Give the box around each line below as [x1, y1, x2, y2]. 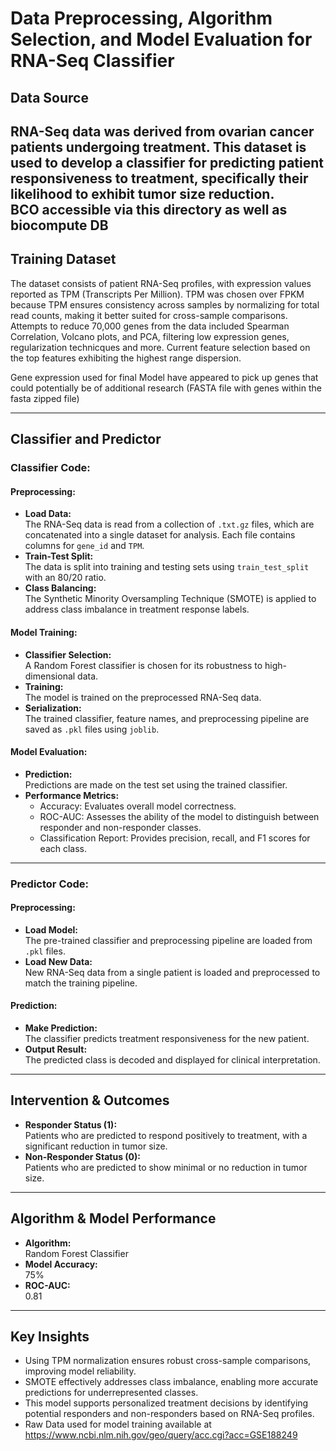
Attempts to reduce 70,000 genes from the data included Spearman [10, 320, 290, 332]
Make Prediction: [24, 1022, 98, 1034]
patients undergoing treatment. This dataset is [10, 138, 307, 156]
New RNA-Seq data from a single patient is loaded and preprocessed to [24, 966, 321, 978]
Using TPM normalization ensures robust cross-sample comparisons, [24, 1355, 312, 1367]
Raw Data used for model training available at [24, 1418, 212, 1431]
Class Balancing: [24, 582, 97, 594]
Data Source [10, 89, 89, 106]
